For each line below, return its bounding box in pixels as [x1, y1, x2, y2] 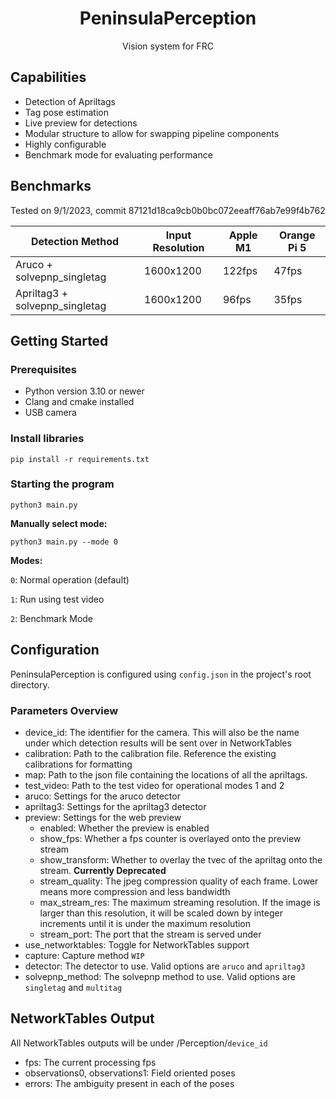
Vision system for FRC [122, 40, 214, 52]
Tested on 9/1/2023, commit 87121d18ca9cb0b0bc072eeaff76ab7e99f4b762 [10, 204, 326, 216]
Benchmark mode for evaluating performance [24, 148, 213, 161]
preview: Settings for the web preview [24, 811, 182, 823]
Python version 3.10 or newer [24, 385, 145, 397]
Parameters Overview [10, 703, 119, 717]
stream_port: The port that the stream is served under [39, 928, 262, 940]
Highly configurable [24, 138, 107, 150]
